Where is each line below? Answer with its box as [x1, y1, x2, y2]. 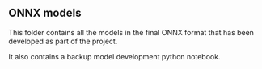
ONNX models [8, 6, 82, 20]
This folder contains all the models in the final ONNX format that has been [8, 27, 255, 37]
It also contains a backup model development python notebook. [8, 51, 221, 61]
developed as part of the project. [8, 36, 118, 46]
